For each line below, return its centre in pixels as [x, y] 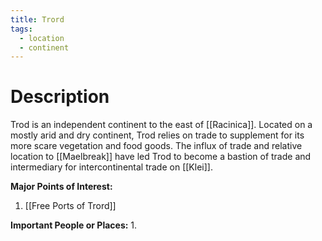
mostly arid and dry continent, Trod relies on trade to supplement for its [157, 135]
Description [60, 97]
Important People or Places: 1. [74, 225]
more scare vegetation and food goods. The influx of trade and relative [156, 146]
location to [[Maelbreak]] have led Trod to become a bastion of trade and [161, 157]
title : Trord [37, 19]
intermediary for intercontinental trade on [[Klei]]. [111, 167]
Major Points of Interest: [61, 187]
